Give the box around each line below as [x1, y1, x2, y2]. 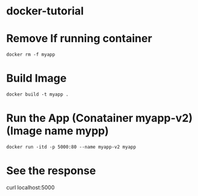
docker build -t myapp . [6, 91, 69, 97]
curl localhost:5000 [6, 183, 55, 191]
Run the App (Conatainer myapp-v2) [6, 111, 193, 125]
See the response [6, 164, 97, 178]
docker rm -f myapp [6, 52, 56, 58]
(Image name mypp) [6, 124, 109, 138]
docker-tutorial [6, 4, 84, 18]
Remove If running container [6, 32, 153, 46]
